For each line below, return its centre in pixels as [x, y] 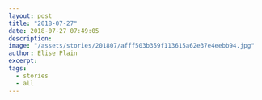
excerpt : [23, 61]
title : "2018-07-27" [43, 23]
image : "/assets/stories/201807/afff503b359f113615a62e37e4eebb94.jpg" [131, 46]
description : [30, 38]
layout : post [30, 16]
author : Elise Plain [43, 53]
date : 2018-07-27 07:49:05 [54, 31]
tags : [17, 69]
